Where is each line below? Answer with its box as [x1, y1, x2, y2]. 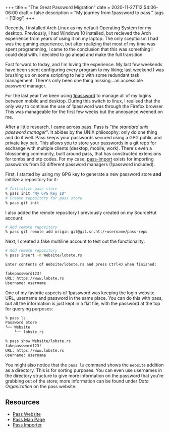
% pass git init [5, 200, 39, 205]
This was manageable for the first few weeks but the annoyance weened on [5, 109, 163, 115]
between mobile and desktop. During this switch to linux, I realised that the [5, 98, 160, 104]
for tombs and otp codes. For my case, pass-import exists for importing [5, 156, 154, 162]
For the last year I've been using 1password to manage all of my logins [5, 93, 151, 98]
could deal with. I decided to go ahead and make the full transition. [5, 51, 144, 58]
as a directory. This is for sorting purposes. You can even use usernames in [5, 367, 162, 373]
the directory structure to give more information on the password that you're [5, 372, 164, 378]
